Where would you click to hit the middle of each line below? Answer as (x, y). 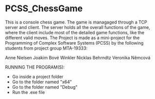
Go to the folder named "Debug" (45, 87)
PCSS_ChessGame (44, 9)
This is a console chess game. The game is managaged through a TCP (76, 22)
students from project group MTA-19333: (46, 48)
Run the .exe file (28, 92)
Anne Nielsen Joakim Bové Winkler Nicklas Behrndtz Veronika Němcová (78, 57)
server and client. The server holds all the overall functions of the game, (78, 27)
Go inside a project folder (38, 76)
